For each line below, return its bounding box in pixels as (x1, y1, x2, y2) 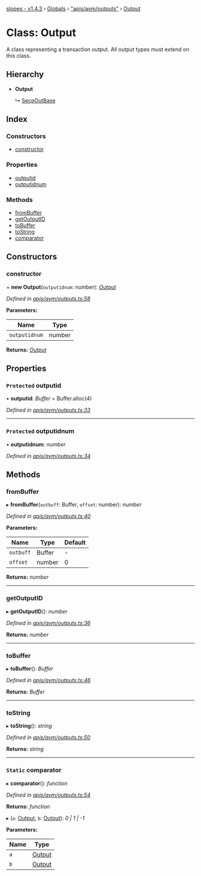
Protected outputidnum (6, 427, 75, 435)
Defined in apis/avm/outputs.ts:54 (6, 791, 91, 798)
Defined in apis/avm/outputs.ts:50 (6, 734, 91, 741)
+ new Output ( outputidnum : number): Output (6, 283, 117, 291)
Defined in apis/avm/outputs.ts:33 (6, 407, 91, 414)
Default (64, 538, 86, 547)
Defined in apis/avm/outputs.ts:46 (6, 676, 91, 683)
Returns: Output (6, 346, 47, 353)
